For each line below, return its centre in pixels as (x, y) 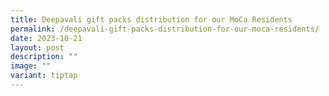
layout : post (37, 47)
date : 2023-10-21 (46, 38)
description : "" (44, 57)
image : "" (31, 66)
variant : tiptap (44, 76)
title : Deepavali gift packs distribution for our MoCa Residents (151, 19)
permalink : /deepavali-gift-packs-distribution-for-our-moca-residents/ (165, 29)
